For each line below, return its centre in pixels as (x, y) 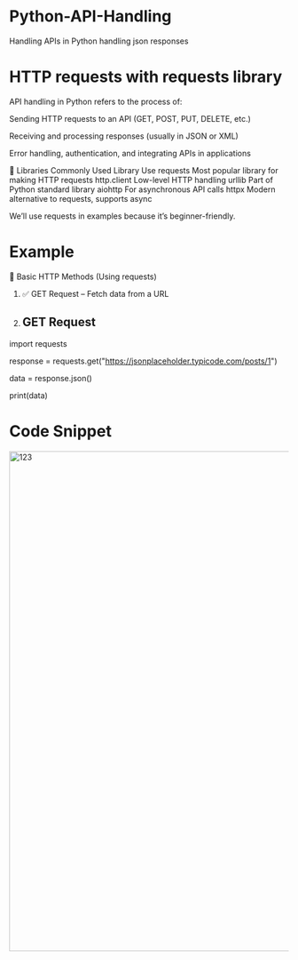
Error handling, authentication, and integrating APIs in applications (130, 153)
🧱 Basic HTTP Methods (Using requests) (83, 276)
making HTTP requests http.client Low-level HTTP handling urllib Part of (141, 180)
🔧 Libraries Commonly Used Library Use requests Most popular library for (144, 170)
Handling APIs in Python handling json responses (99, 41)
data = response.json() (51, 378)
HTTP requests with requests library (146, 77)
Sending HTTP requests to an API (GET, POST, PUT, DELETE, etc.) (130, 118)
